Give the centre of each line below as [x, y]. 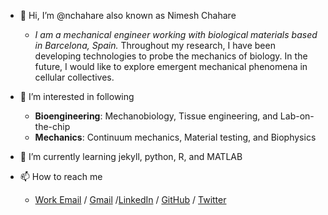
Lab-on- [297, 116]
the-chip [52, 126]
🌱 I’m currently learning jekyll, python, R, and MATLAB [131, 156]
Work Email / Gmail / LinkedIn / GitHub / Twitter [130, 199]
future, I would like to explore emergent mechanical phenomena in [171, 66]
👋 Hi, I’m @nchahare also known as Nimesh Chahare [128, 15]
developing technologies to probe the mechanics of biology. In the [171, 56]
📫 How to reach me [61, 176]
